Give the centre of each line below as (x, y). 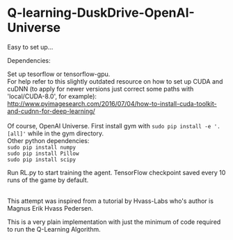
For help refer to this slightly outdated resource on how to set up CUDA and (115, 81)
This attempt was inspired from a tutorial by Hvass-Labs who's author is (111, 201)
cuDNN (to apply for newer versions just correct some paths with (101, 89)
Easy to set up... (30, 47)
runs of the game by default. (48, 180)
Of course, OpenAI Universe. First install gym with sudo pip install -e (109, 126)
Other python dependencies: (48, 140)
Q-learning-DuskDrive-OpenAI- (101, 13)
